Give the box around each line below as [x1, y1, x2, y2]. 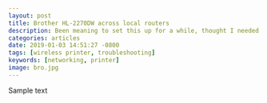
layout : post [8, 11, 52, 20]
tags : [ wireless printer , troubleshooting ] [8, 49, 156, 57]
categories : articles [8, 34, 81, 42]
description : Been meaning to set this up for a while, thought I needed [8, 26, 260, 34]
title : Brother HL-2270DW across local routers [8, 19, 170, 27]
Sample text [8, 85, 48, 95]
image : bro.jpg [8, 64, 59, 72]
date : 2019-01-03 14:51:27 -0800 [8, 42, 120, 50]
